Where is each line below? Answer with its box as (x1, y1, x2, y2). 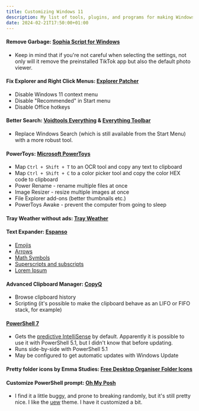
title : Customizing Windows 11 (6, 8, 84, 15)
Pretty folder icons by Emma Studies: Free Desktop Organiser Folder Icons (6, 365, 192, 372)
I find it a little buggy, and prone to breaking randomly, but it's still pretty (14, 393, 191, 400)
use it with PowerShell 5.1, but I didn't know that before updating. (14, 339, 173, 346)
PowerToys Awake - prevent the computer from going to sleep (14, 201, 167, 208)
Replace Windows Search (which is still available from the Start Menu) (14, 130, 187, 137)
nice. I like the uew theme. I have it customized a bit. (14, 399, 143, 406)
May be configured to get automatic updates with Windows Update (14, 352, 179, 359)
